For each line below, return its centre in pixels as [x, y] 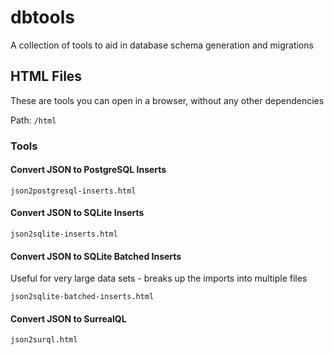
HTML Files [46, 76]
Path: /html [33, 120]
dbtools [42, 17]
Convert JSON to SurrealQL [68, 318]
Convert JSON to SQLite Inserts [77, 213]
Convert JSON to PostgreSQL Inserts [88, 170]
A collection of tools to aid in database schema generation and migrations [162, 45]
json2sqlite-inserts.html [64, 234]
